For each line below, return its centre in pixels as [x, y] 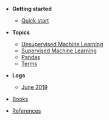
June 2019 [34, 87]
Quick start [35, 20]
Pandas [31, 57]
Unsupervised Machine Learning [62, 44]
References [26, 111]
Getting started [32, 9]
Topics [21, 32]
